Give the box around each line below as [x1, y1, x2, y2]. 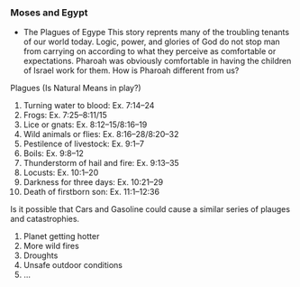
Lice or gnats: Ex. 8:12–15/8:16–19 [23, 119, 148, 130]
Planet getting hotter [23, 231, 100, 242]
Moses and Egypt [10, 6, 88, 19]
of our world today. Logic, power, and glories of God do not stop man [23, 36, 280, 47]
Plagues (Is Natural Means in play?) [10, 83, 142, 94]
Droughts [23, 250, 59, 261]
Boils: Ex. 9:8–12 [23, 148, 85, 159]
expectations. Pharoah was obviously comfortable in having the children [23, 56, 292, 67]
